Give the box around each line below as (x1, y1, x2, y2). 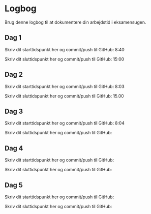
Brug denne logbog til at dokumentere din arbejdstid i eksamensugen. (4, 19, 146, 25)
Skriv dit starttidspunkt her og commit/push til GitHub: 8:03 (4, 83, 125, 89)
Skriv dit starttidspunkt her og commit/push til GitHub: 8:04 (4, 120, 125, 126)
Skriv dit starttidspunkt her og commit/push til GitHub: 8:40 (4, 46, 125, 52)
